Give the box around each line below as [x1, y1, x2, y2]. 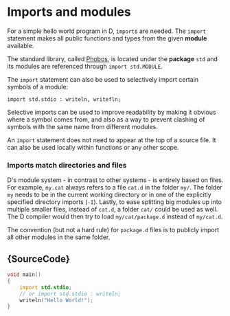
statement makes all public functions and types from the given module [7, 34, 207, 42]
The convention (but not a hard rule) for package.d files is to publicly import [7, 226, 220, 234]
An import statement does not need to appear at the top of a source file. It [7, 135, 216, 144]
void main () [7, 271, 41, 278]
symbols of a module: [7, 82, 69, 91]
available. [7, 41, 34, 49]
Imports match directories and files [7, 160, 127, 170]
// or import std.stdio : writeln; [19, 290, 122, 297]
